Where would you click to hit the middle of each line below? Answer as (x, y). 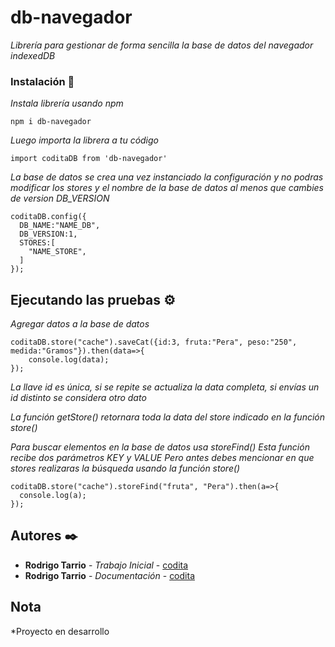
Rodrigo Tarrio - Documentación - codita (109, 575)
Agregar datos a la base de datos (80, 324)
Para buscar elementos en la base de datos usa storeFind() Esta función (160, 447)
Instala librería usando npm (67, 103)
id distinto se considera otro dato (78, 398)
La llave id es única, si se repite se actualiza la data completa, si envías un (165, 387)
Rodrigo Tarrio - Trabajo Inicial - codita (106, 565)
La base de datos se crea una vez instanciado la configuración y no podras (167, 177)
